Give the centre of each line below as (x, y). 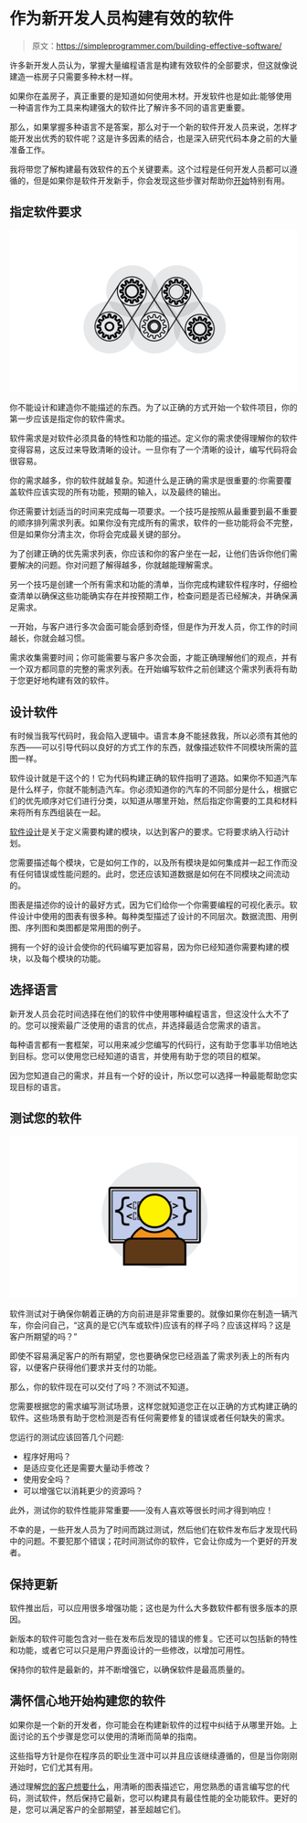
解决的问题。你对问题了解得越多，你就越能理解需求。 (117, 565)
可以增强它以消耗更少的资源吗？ (83, 1491)
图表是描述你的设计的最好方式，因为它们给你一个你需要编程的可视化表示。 (149, 905)
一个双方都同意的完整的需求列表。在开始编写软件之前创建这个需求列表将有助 (153, 669)
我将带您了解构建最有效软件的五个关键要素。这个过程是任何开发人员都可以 (149, 169)
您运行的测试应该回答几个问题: (67, 1437)
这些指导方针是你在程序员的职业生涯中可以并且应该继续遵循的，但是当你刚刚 (153, 1755)
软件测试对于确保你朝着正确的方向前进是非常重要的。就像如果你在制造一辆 (149, 1314)
